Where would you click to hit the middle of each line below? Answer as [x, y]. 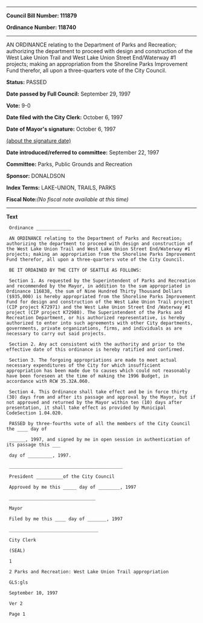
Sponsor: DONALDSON [36, 176]
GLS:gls [18, 582]
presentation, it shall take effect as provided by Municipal [86, 408]
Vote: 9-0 [19, 106]
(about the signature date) [39, 141]
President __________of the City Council [62, 477]
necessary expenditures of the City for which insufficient [84, 365]
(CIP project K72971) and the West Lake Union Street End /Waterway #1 [98, 307]
